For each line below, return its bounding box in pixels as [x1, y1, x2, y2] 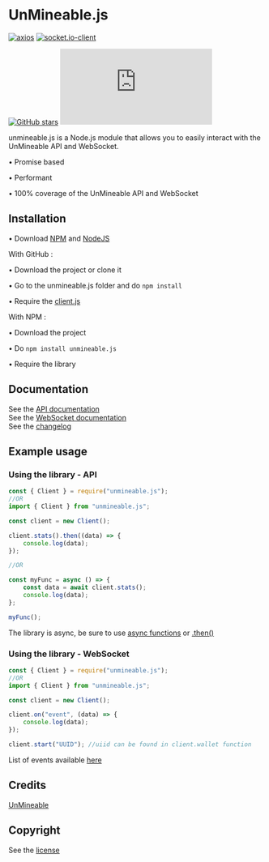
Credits [8, 779, 47, 792]
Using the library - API [8, 468, 97, 480]
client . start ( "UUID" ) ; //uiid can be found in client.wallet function [8, 740, 252, 749]
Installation [8, 212, 66, 226]
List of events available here [8, 755, 103, 765]
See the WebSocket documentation [8, 412, 127, 422]
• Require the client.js [8, 296, 81, 305]
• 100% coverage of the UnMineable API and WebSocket [8, 188, 199, 198]
